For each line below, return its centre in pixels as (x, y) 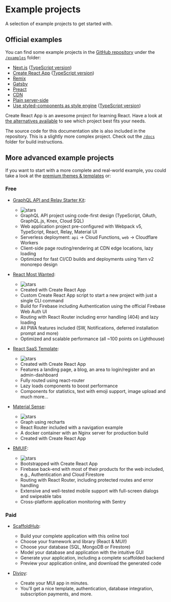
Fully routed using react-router (53, 380)
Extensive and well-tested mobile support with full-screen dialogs (89, 491)
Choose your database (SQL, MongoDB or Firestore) (75, 547)
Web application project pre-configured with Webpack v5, (81, 226)
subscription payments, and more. (56, 594)
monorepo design (39, 264)
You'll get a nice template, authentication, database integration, (87, 589)
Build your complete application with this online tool (75, 536)
